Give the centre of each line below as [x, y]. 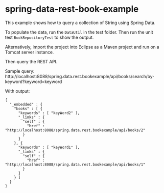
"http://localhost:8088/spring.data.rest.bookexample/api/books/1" [75, 165]
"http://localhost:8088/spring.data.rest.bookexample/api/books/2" [75, 130]
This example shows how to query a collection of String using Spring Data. [80, 23]
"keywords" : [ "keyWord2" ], [49, 113]
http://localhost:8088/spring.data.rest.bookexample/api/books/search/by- [80, 76]
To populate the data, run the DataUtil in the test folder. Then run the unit [79, 32]
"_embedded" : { [26, 104]
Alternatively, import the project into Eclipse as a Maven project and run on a [82, 47]
